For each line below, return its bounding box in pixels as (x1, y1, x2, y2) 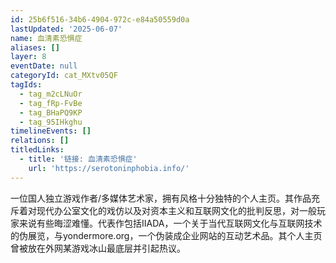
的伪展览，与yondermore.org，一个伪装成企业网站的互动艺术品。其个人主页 (10, 229, 323, 241)
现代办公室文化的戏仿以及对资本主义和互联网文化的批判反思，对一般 (36, 204, 317, 216)
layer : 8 (10, 52, 47, 62)
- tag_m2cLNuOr (19, 89, 83, 99)
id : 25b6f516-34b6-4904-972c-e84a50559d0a (10, 14, 190, 25)
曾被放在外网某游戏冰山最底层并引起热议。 (10, 242, 186, 254)
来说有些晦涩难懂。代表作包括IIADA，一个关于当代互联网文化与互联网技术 (18, 217, 323, 229)
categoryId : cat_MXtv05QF (10, 71, 118, 81)
